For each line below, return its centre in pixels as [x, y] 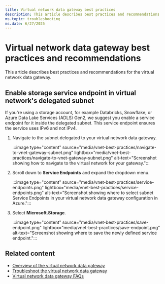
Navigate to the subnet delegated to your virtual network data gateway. [84, 138]
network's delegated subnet [49, 101]
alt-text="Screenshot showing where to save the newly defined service [84, 233]
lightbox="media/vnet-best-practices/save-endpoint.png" [101, 227]
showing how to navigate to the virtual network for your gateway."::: [81, 163]
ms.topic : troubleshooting [33, 19]
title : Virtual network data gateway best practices [60, 10]
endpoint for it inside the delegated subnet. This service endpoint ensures [80, 123]
